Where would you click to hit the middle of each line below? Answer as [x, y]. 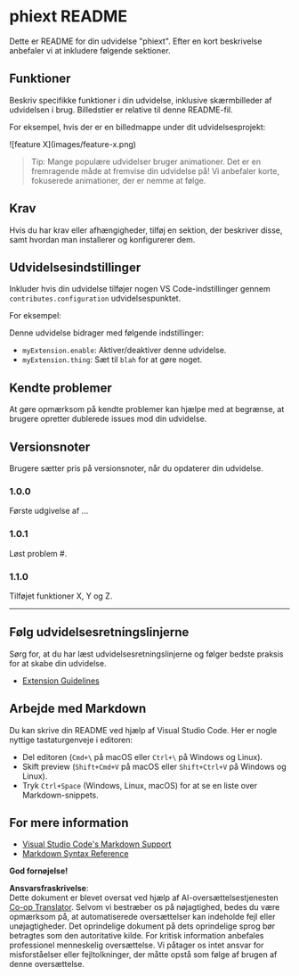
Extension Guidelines [61, 681]
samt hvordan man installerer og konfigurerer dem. [102, 239]
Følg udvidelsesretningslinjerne [99, 632]
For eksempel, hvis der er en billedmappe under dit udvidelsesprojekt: [137, 127]
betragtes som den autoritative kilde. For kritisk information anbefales [137, 936]
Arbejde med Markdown [78, 709]
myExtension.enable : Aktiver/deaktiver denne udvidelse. [124, 351]
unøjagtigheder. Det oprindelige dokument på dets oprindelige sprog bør [142, 926]
